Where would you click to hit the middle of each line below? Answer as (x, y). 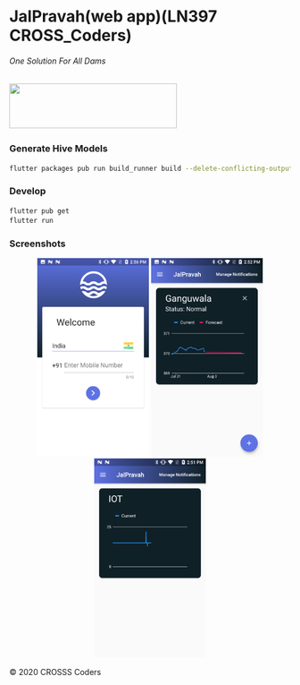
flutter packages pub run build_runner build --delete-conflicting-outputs (153, 168)
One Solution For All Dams (58, 61)
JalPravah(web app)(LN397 (113, 17)
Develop (28, 192)
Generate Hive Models (59, 149)
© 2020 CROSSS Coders (55, 672)
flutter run (31, 220)
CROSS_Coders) (71, 35)
